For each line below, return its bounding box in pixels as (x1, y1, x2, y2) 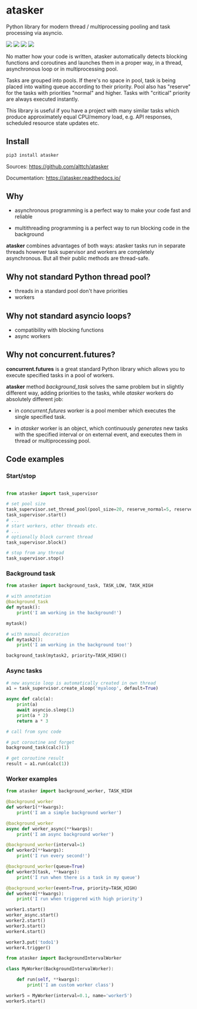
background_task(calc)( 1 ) (6, 745, 69, 751)
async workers (14, 333, 51, 340)
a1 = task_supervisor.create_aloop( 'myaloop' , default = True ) (6, 686, 159, 692)
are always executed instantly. (6, 95, 79, 102)
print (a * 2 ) (16, 712, 49, 719)
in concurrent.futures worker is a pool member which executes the (14, 407, 176, 414)
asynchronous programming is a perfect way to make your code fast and (14, 207, 191, 214)
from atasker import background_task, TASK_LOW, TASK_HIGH (6, 583, 154, 589)
